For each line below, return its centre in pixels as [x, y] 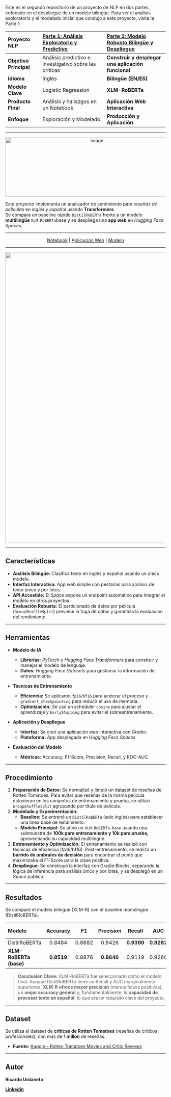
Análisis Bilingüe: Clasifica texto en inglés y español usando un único [86, 573]
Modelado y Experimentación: [45, 812]
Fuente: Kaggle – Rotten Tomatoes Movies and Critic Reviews [77, 1047]
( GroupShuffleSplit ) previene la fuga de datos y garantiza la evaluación [88, 611]
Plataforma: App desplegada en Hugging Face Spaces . [79, 737]
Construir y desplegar [134, 57]
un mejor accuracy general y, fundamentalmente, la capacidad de [88, 992]
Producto [19, 101]
